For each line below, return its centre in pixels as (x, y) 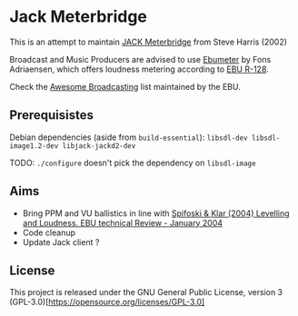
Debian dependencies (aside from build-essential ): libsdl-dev (129, 137)
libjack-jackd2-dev (99, 146)
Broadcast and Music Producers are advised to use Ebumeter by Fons (140, 59)
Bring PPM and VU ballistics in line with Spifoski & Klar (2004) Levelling (156, 213)
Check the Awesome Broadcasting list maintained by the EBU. (125, 86)
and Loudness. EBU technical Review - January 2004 (123, 222)
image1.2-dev (34, 146)
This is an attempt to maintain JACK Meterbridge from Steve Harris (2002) (149, 42)
